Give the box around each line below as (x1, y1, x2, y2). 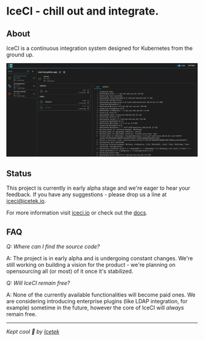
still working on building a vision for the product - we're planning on (6, 261, 176, 269)
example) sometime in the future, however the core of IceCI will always (6, 304, 184, 311)
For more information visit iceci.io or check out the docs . (6, 209, 148, 216)
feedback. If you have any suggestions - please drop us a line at (6, 191, 167, 198)
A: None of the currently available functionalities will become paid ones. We (6, 291, 195, 298)
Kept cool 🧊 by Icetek (6, 328, 59, 336)
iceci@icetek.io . (6, 198, 47, 205)
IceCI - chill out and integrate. (6, 4, 159, 18)
